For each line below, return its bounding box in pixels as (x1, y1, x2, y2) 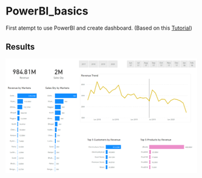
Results (5, 42, 35, 52)
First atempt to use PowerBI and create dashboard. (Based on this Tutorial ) (5, 24, 192, 31)
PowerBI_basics (5, 4, 89, 18)
